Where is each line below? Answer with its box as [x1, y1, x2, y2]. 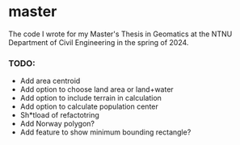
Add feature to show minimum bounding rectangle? [19, 127, 192, 137]
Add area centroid [19, 76, 81, 86]
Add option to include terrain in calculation [19, 93, 162, 103]
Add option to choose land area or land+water [19, 85, 174, 94]
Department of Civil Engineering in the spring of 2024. [8, 37, 189, 47]
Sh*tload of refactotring [19, 110, 99, 120]
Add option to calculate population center [19, 101, 159, 111]
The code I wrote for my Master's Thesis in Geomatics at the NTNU [8, 29, 233, 39]
